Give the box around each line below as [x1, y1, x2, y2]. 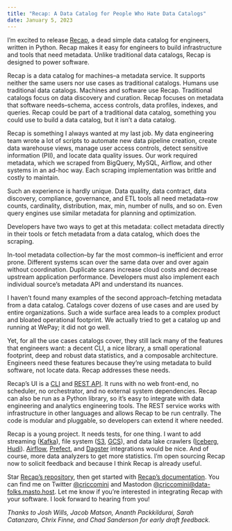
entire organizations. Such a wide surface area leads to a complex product [7, 308, 221, 317]
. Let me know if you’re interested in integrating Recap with [54, 487, 224, 496]
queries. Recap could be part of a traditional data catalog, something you [7, 108, 217, 117]
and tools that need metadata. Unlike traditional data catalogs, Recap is [7, 50, 211, 59]
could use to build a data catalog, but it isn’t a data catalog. [7, 115, 176, 124]
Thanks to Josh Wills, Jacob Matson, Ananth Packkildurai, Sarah [7, 508, 194, 516]
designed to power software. [7, 58, 90, 66]
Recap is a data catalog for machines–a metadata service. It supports [7, 71, 206, 80]
